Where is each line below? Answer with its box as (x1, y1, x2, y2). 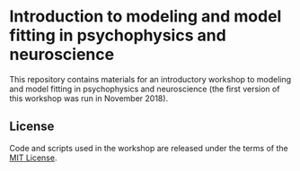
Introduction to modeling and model (9, 6, 282, 27)
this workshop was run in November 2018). (9, 92, 169, 104)
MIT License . (9, 152, 57, 163)
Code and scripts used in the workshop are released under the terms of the (9, 142, 289, 153)
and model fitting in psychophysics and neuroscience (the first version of (9, 83, 280, 94)
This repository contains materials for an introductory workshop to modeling (9, 73, 292, 84)
